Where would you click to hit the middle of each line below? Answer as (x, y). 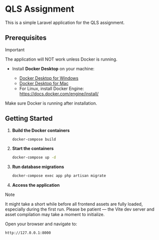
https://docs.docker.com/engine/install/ (59, 93)
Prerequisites (26, 38)
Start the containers (33, 149)
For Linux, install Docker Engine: (52, 88)
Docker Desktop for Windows (49, 78)
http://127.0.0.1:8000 (28, 233)
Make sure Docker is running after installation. (51, 103)
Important (15, 49)
